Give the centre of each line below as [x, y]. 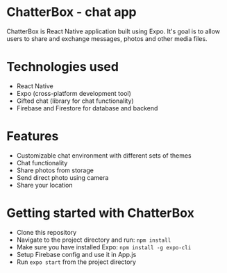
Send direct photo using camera [62, 177]
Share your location [44, 185]
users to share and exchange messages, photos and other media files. [107, 38]
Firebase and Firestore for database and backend [87, 108]
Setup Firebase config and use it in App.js [76, 254]
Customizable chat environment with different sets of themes [104, 155]
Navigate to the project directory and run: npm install [94, 240]
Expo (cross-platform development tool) [74, 93]
